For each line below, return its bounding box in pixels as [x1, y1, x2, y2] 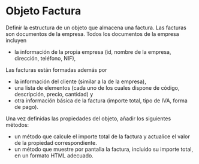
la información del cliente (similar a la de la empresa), [14, 78, 146, 85]
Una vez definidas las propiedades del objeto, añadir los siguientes [5, 115, 171, 122]
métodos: [5, 121, 29, 128]
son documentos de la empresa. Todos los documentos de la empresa [5, 30, 179, 37]
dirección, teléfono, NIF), [14, 54, 76, 62]
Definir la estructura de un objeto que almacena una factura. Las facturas [5, 24, 186, 31]
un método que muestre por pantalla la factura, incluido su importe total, [14, 145, 193, 153]
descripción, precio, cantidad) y [14, 90, 94, 98]
